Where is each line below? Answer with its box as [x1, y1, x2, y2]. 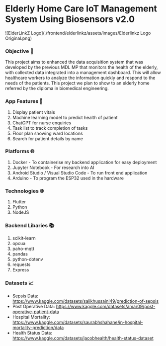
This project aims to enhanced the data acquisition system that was [5, 59, 143, 65]
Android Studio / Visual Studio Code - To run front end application [12, 170, 148, 175]
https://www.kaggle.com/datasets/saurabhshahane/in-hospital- [12, 319, 143, 325]
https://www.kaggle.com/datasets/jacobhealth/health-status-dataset [12, 335, 154, 341]
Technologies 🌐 [5, 187, 44, 194]
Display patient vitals [12, 109, 56, 115]
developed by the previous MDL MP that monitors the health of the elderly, [5, 64, 158, 70]
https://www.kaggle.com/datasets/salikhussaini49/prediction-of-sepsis [12, 298, 159, 304]
